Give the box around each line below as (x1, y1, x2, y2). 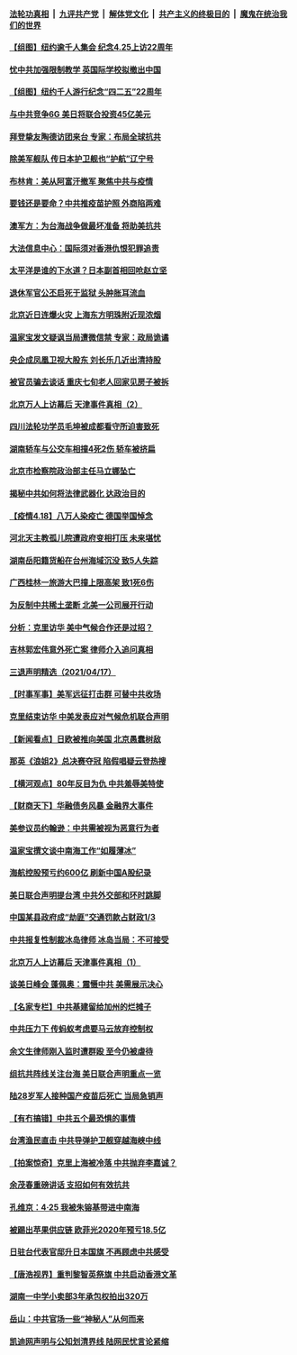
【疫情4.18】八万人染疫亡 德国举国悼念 (9, 510, 153, 521)
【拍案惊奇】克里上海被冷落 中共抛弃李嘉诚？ (9, 1157, 177, 1167)
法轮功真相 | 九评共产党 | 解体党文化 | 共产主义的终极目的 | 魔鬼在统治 (9, 8, 280, 19)
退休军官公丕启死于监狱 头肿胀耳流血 (9, 287, 146, 298)
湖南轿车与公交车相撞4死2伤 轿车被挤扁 (9, 443, 156, 454)
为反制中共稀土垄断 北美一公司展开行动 (9, 600, 154, 610)
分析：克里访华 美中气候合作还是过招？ (9, 622, 154, 633)
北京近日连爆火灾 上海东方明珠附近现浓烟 (9, 309, 162, 320)
